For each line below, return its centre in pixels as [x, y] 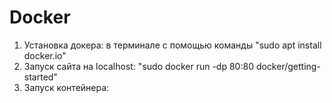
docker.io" [45, 55]
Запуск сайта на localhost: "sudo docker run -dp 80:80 [138, 66]
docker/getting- [288, 66]
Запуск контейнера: [66, 87]
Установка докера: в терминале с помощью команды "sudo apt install [172, 45]
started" [40, 77]
